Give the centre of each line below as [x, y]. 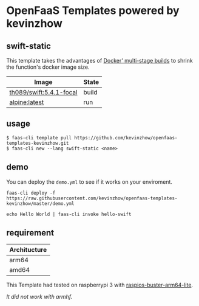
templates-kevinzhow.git [38, 143]
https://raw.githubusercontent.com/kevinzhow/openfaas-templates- [92, 198]
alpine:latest [27, 102]
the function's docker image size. [48, 67]
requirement [30, 233]
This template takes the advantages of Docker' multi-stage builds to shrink [99, 61]
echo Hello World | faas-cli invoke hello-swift [69, 214]
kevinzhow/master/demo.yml [40, 203]
